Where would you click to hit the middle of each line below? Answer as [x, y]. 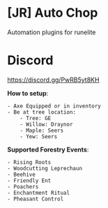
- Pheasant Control [36, 199]
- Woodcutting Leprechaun [45, 168]
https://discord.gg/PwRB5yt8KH [53, 80]
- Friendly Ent [29, 180]
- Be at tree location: [42, 112]
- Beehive [22, 174]
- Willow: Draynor [46, 124]
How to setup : [28, 93]
